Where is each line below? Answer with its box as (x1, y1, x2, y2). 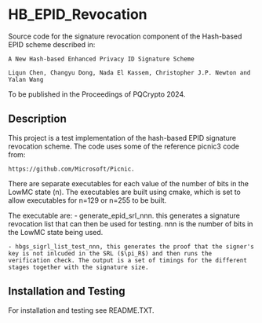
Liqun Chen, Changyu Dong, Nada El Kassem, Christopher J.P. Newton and (8, 68, 251, 76)
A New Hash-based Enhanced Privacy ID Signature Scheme (8, 55, 195, 63)
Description (8, 112, 67, 126)
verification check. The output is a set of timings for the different (8, 256, 247, 264)
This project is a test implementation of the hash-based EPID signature (8, 133, 237, 142)
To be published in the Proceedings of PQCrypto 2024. (8, 89, 186, 99)
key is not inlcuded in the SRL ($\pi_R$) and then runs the (8, 249, 213, 257)
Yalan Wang (8, 75, 44, 83)
